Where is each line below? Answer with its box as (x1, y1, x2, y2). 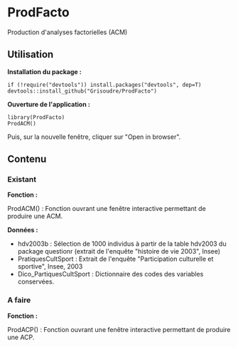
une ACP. (7, 333, 35, 341)
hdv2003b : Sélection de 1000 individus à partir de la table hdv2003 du (17, 239, 227, 248)
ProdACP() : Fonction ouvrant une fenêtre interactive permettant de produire (7, 325, 231, 333)
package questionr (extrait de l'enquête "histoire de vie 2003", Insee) (17, 247, 221, 256)
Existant (7, 175, 37, 185)
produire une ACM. (7, 212, 63, 221)
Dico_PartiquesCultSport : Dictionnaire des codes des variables (17, 270, 204, 279)
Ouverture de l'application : (7, 100, 90, 108)
